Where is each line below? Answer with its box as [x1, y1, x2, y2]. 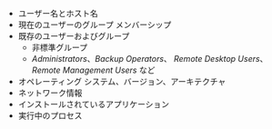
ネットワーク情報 [17, 87, 83, 98]
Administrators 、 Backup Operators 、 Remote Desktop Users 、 [31, 54, 268, 64]
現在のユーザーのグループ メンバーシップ [17, 19, 172, 30]
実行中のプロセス [17, 110, 83, 121]
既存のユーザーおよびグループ [17, 31, 130, 41]
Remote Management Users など [31, 64, 156, 75]
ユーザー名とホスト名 [17, 8, 98, 18]
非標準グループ [31, 42, 88, 53]
